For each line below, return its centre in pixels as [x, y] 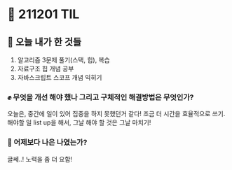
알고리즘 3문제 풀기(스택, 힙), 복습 [63, 60]
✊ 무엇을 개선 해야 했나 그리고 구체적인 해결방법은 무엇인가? [101, 97]
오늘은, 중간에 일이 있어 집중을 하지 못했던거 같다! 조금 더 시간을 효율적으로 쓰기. [116, 114]
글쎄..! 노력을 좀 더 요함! [40, 159]
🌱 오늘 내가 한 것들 [45, 42]
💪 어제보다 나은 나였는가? [47, 143]
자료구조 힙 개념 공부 [46, 69]
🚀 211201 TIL [43, 14]
